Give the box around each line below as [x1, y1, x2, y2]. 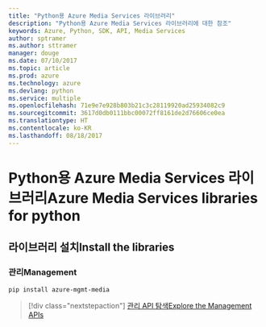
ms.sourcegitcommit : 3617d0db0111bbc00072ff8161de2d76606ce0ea [8, 110, 226, 118]
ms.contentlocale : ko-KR [8, 124, 92, 132]
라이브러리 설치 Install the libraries [8, 241, 175, 255]
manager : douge [8, 49, 60, 57]
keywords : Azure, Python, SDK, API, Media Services [8, 27, 185, 35]
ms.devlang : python [8, 86, 74, 95]
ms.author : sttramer [8, 42, 78, 50]
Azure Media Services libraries [47, 188, 258, 207]
